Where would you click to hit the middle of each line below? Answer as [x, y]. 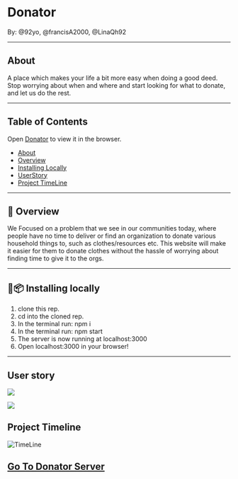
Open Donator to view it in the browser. [64, 139]
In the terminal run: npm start [60, 331]
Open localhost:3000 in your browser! [73, 347]
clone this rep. [39, 309]
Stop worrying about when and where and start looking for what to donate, [116, 85]
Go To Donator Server [56, 467]
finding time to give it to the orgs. [56, 258]
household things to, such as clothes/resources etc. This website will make [117, 243]
